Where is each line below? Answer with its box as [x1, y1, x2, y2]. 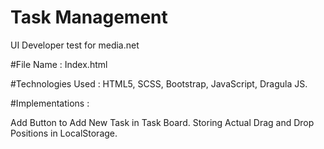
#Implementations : [10, 97, 90, 109]
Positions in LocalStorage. [10, 127, 118, 139]
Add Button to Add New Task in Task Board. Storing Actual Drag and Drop [10, 116, 315, 128]
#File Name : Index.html [10, 58, 108, 70]
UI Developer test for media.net [10, 39, 140, 51]
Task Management [10, 6, 168, 29]
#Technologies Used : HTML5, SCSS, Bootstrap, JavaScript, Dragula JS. [10, 77, 308, 90]
